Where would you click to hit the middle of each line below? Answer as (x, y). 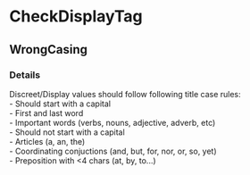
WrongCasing (48, 50)
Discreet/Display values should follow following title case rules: (125, 94)
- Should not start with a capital (67, 132)
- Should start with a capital (60, 104)
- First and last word (46, 112)
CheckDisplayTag (76, 17)
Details (25, 75)
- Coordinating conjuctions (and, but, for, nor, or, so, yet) (113, 151)
